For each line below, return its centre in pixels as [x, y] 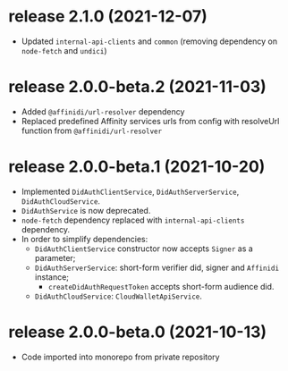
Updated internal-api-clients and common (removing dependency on [149, 41]
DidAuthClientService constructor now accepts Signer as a [144, 249]
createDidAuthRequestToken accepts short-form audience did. [161, 286]
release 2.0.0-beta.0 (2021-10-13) [138, 332]
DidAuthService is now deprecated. [86, 210]
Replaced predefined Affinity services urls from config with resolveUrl [150, 121]
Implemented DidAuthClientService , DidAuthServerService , [130, 191]
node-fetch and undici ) [64, 50]
